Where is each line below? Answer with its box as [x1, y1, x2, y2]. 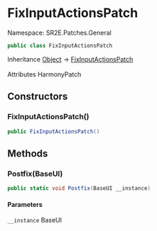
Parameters [7, 200, 43, 208]
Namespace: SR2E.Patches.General [7, 28, 112, 37]
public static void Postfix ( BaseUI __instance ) [7, 185, 151, 192]
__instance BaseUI [7, 216, 63, 225]
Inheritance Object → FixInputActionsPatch [7, 55, 134, 63]
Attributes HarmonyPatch [7, 69, 82, 79]
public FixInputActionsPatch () [7, 128, 100, 135]
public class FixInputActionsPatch [7, 42, 113, 49]
